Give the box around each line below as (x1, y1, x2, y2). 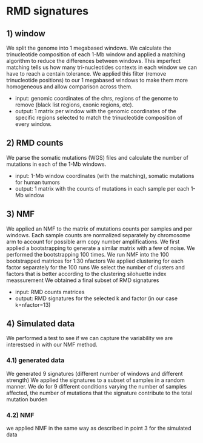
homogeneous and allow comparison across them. (6, 83, 133, 90)
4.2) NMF (6, 410, 35, 419)
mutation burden (6, 395, 48, 403)
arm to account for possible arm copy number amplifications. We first (6, 238, 180, 245)
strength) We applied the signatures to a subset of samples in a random (6, 376, 185, 384)
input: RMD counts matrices (15, 288, 85, 295)
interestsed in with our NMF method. (6, 341, 98, 349)
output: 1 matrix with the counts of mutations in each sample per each (15, 185, 190, 192)
